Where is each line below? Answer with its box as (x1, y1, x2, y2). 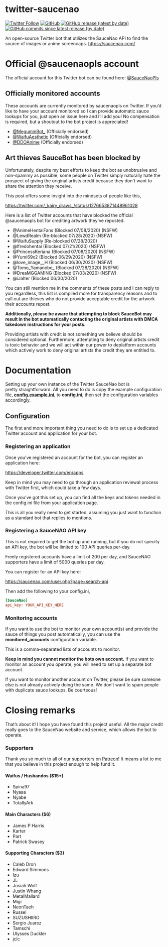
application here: (5, 459, 40, 465)
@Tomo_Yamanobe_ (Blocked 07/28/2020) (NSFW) (12, 265, 119, 271)
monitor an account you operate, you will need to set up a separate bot (5, 661, 152, 667)
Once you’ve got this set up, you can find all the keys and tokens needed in (5, 494, 160, 500)
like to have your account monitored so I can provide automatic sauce (5, 108, 149, 114)
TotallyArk (12, 800, 34, 806)
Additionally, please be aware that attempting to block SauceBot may (5, 310, 152, 317)
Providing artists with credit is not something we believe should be (5, 331, 142, 337)
